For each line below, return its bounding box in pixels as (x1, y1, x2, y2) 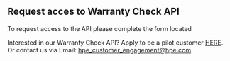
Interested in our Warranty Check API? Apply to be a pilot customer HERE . (7, 38, 224, 47)
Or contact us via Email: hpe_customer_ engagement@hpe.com (7, 45, 192, 54)
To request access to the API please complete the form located (7, 24, 192, 33)
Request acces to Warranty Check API (7, 6, 180, 18)
